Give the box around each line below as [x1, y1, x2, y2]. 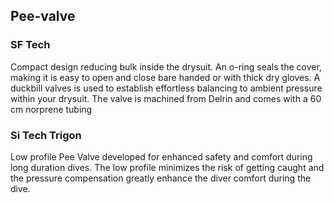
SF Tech [10, 38, 51, 52]
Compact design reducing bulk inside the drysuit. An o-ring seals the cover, [10, 60, 322, 73]
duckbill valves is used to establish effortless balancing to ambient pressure [10, 82, 323, 94]
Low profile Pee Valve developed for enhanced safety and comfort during [10, 150, 313, 163]
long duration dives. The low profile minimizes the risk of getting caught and [10, 161, 325, 173]
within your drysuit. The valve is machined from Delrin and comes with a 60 [10, 92, 322, 104]
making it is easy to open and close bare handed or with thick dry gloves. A [10, 71, 321, 83]
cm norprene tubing [10, 103, 93, 115]
